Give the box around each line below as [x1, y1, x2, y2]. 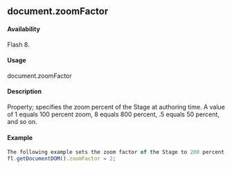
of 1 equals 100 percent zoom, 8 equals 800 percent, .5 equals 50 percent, [7, 110, 220, 118]
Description [7, 87, 42, 96]
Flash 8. [7, 40, 30, 48]
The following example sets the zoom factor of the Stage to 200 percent [7, 149, 225, 156]
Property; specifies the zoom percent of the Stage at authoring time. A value [7, 103, 225, 111]
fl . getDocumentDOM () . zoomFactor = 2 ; [7, 155, 116, 162]
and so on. [7, 118, 38, 125]
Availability [7, 24, 40, 33]
